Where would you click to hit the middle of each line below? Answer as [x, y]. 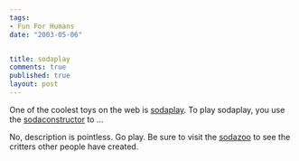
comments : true [38, 67]
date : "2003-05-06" [46, 34]
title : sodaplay [40, 59]
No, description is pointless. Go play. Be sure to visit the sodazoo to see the [150, 137]
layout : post [34, 84]
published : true [40, 76]
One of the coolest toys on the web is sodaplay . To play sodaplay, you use [147, 109]
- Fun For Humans [42, 26]
